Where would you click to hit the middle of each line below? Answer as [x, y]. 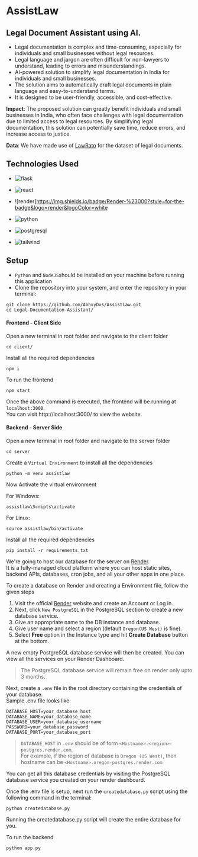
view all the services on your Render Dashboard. [65, 659]
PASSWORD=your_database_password [47, 727]
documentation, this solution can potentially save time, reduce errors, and [96, 128]
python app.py [24, 848]
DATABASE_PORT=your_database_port [49, 733]
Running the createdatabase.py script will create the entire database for [94, 820]
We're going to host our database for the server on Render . [78, 561]
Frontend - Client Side [34, 323]
